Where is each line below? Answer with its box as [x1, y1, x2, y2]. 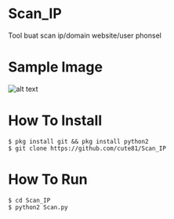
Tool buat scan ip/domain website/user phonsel [8, 31, 162, 40]
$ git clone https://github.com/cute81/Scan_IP [8, 144, 167, 152]
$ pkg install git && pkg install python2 [8, 137, 149, 145]
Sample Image [8, 58, 103, 76]
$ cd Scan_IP [8, 196, 51, 204]
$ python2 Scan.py [8, 203, 68, 211]
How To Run [8, 170, 88, 188]
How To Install [8, 111, 103, 130]
